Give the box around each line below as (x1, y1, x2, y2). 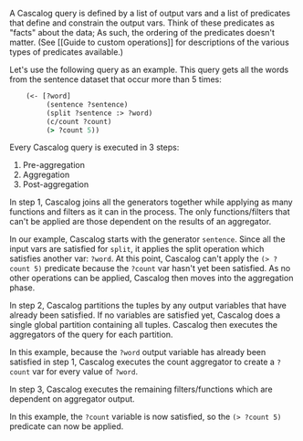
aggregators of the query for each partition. (9, 329, 173, 341)
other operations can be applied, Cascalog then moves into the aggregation (9, 273, 294, 284)
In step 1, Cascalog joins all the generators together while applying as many (9, 196, 294, 208)
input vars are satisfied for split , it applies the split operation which (9, 244, 265, 255)
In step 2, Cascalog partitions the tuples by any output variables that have (9, 300, 287, 311)
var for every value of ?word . (31, 366, 139, 377)
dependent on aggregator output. (9, 394, 135, 404)
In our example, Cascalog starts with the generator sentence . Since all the (9, 234, 286, 245)
